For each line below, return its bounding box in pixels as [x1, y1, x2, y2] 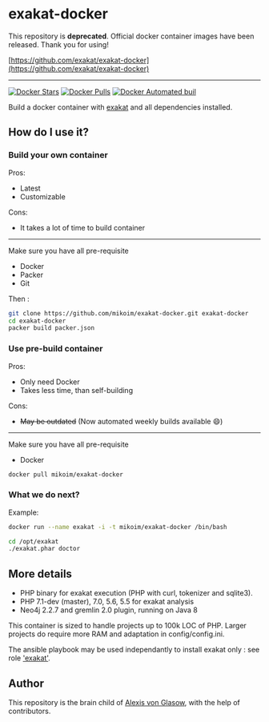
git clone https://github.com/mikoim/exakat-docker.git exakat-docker [8, 309, 249, 317]
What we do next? [8, 489, 80, 500]
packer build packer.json [8, 324, 94, 332]
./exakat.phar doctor [8, 545, 81, 553]
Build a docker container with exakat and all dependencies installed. [8, 102, 233, 112]
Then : [8, 294, 30, 303]
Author [8, 676, 44, 690]
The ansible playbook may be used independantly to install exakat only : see [8, 645, 260, 655]
